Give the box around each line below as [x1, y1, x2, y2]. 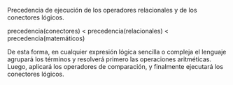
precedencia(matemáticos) [7, 34, 85, 42]
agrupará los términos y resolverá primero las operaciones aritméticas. [7, 55, 212, 63]
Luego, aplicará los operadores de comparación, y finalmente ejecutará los [7, 63, 224, 70]
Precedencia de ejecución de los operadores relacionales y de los [7, 6, 197, 14]
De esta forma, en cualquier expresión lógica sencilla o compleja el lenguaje [7, 48, 227, 56]
